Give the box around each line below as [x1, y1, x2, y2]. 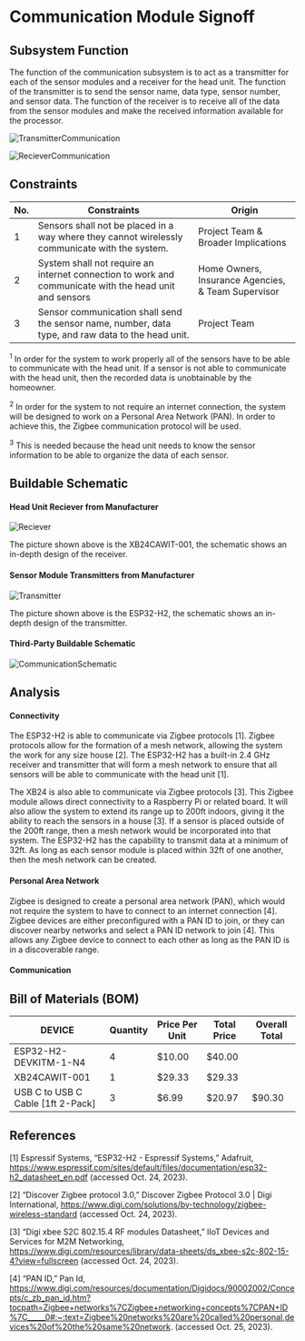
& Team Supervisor [198, 285, 280, 298]
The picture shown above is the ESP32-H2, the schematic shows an [9, 607, 264, 618]
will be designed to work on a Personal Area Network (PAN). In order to [9, 411, 276, 422]
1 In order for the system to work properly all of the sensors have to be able [9, 351, 290, 364]
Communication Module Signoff [9, 6, 256, 27]
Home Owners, [198, 262, 262, 275]
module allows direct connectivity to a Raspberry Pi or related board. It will [9, 797, 289, 808]
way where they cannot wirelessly [37, 230, 183, 243]
